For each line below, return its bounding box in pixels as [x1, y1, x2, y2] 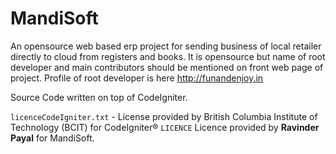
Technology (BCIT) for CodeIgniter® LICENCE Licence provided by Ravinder [10, 121, 320, 133]
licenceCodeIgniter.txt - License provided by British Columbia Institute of [10, 110, 318, 122]
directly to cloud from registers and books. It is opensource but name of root [10, 50, 326, 62]
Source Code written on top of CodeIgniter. [10, 91, 188, 103]
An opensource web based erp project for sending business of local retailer [10, 40, 322, 52]
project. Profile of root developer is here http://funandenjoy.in [10, 72, 264, 84]
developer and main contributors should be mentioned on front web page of [10, 61, 324, 73]
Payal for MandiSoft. [10, 132, 95, 144]
